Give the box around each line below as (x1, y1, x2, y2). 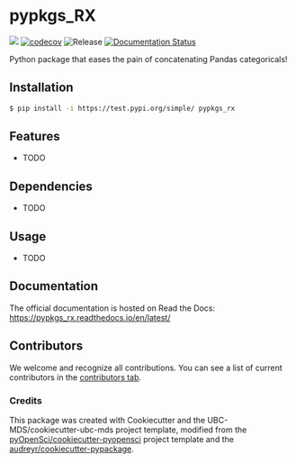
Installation (9, 80, 74, 95)
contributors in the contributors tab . (9, 371, 142, 383)
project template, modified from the (115, 424, 247, 435)
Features (9, 129, 60, 144)
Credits (9, 394, 42, 406)
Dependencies (9, 178, 93, 194)
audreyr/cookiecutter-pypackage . (9, 443, 135, 454)
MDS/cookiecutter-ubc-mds (9, 424, 114, 435)
